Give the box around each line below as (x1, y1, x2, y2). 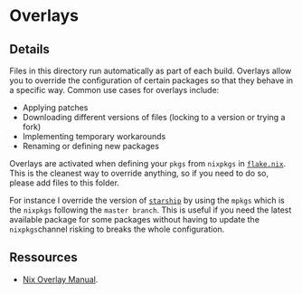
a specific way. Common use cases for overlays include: (9, 85, 220, 95)
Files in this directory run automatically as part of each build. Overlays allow (9, 65, 292, 76)
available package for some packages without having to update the (9, 214, 260, 224)
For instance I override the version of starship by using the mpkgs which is (9, 195, 285, 205)
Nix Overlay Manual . (22, 273, 99, 285)
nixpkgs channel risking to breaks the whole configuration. (9, 223, 225, 234)
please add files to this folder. (9, 177, 120, 188)
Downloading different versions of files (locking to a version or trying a (22, 112, 286, 122)
